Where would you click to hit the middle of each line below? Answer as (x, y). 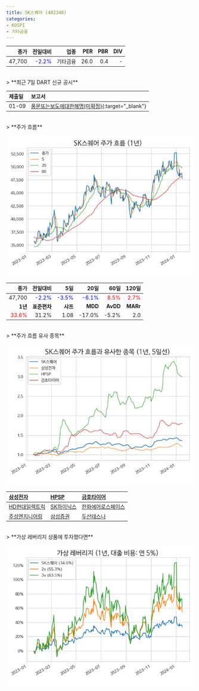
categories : (21, 19)
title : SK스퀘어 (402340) (36, 13)
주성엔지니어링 (26, 516)
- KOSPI (16, 25)
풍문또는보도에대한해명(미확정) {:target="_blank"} (88, 106)
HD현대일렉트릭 (27, 507)
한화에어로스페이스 (103, 507)
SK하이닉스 (63, 507)
